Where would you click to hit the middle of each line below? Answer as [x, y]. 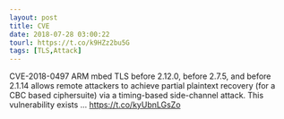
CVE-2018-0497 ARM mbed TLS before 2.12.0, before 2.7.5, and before [140, 76]
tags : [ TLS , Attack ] [46, 51]
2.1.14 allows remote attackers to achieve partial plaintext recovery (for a [142, 86]
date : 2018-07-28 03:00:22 [60, 34]
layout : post [34, 17]
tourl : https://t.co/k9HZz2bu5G [69, 42]
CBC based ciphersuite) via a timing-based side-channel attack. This [137, 96]
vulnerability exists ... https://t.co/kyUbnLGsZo [95, 105]
